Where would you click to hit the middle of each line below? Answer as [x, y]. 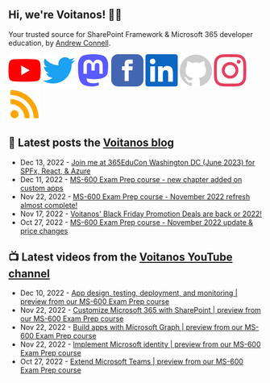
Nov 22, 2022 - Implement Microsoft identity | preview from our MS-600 [140, 344]
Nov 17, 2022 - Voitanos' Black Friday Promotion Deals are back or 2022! [141, 214]
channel [29, 274]
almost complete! [49, 205]
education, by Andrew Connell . [60, 43]
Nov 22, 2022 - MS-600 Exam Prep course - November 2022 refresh [135, 196]
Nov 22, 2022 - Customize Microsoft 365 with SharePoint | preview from [141, 310]
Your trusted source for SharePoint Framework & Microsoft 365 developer [131, 34]
